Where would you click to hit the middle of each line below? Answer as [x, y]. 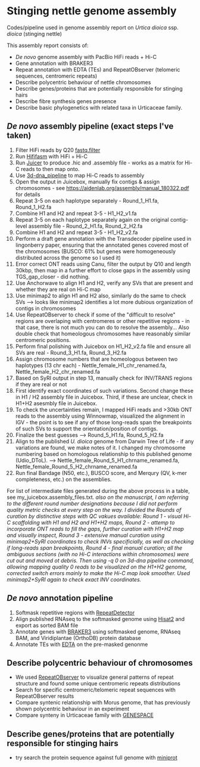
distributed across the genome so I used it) [68, 257]
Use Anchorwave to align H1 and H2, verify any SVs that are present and [104, 283]
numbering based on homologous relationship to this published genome [104, 454]
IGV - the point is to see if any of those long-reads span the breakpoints [104, 422]
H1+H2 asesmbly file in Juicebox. [56, 403]
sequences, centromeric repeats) [56, 76]
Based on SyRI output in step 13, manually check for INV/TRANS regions [104, 378]
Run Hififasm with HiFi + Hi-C [51, 156]
